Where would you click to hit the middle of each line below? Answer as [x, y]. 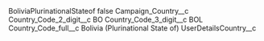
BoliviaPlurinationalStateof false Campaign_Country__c [99, 11]
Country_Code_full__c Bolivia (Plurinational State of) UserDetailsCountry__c [132, 28]
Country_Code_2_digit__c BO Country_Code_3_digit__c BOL [106, 19]
